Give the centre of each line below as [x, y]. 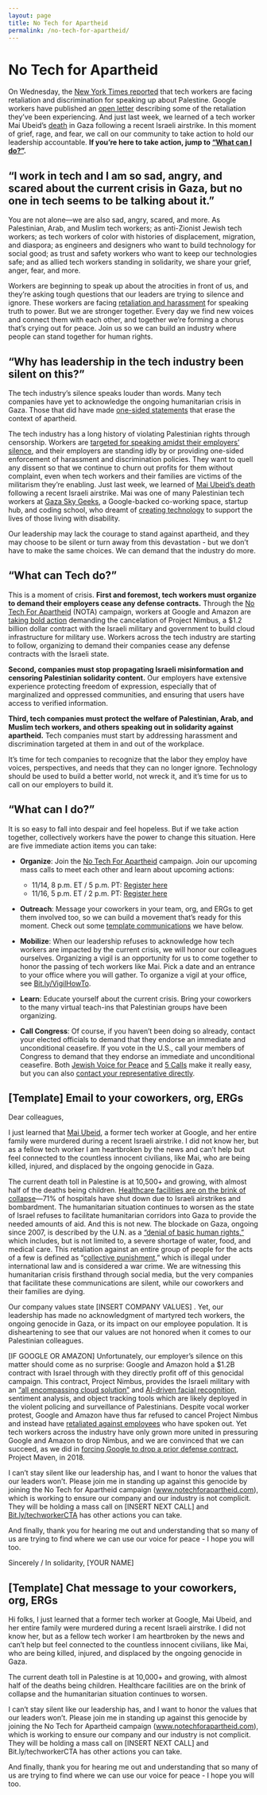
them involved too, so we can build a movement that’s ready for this [130, 917]
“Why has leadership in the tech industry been [126, 361]
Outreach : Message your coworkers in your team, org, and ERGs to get [136, 909]
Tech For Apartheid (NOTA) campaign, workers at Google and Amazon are [130, 611]
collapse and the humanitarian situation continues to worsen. [108, 1694]
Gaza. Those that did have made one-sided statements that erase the [122, 409]
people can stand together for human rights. [81, 337]
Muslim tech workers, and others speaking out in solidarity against [121, 727]
